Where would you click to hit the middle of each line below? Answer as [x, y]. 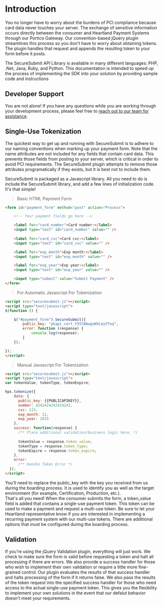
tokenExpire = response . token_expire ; [57, 451]
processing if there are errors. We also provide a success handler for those [80, 562]
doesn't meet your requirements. [38, 598]
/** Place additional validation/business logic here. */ [78, 433]
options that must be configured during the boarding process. [67, 524]
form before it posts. [26, 53]
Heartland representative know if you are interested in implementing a [75, 514]
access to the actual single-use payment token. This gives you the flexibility [81, 587]
